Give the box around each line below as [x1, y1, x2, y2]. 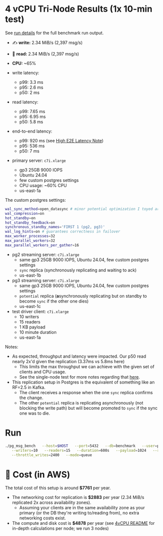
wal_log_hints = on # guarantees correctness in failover [5, 229, 120, 234]
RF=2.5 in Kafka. [12, 384, 46, 390]
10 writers [19, 313, 39, 320]
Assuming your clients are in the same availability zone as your [19, 505, 145, 511]
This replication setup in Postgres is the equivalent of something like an [12, 379, 155, 385]
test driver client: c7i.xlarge [12, 308, 69, 314]
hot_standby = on [5, 215, 36, 220]
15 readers [19, 319, 41, 325]
